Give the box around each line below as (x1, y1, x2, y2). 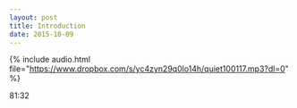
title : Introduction (9, 21, 87, 30)
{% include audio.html (9, 54, 91, 65)
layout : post (9, 12, 58, 22)
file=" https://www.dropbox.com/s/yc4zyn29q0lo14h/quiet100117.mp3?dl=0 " (9, 63, 289, 74)
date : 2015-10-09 (9, 29, 74, 38)
